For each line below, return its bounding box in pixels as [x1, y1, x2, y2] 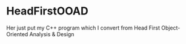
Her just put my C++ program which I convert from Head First [6, 24, 161, 31]
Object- [161, 24, 181, 31]
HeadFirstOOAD [6, 4, 89, 18]
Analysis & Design [29, 30, 75, 37]
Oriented [6, 30, 28, 37]
